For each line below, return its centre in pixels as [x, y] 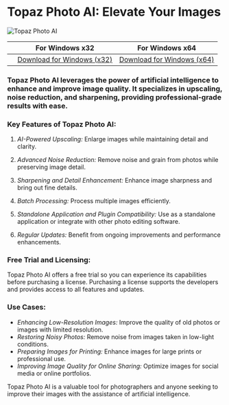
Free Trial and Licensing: [49, 260]
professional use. [41, 358]
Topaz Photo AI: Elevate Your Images [114, 12]
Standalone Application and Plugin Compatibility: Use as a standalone [116, 214]
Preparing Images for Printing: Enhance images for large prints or [109, 351]
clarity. [26, 147]
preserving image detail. [51, 167]
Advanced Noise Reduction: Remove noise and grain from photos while [118, 160]
